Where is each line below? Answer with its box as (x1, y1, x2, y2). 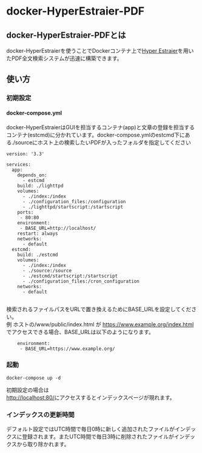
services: (6, 161, 32, 167)
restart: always (17, 230, 59, 237)
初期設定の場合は (6, 386, 49, 394)
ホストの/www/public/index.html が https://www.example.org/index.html (13, 320, 194, 328)
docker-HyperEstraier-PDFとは (6, 30, 126, 40)
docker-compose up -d (6, 375, 61, 381)
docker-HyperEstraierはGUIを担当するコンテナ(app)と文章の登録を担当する (6, 123, 195, 131)
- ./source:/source (22, 267, 72, 273)
